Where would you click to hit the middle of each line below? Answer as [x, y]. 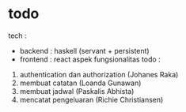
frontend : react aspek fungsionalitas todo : [90, 59]
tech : [17, 35]
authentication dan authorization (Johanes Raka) [99, 74]
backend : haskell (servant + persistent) [84, 50]
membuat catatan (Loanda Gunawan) [80, 83]
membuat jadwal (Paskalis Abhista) [77, 91]
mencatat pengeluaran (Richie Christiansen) [91, 99]
